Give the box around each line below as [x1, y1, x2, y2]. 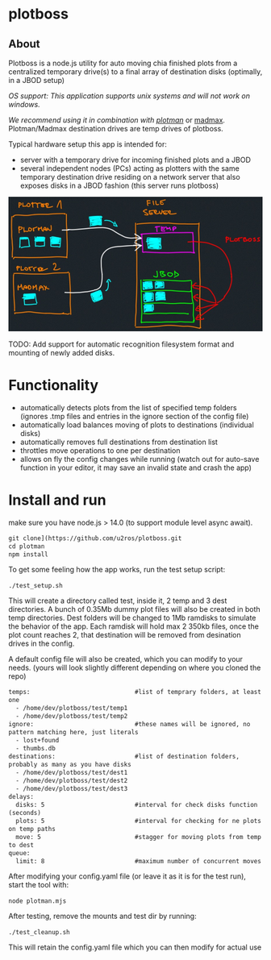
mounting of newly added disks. [8, 348, 115, 358]
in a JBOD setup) [8, 76, 65, 85]
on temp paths [8, 825, 56, 833]
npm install [8, 550, 48, 559]
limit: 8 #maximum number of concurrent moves [15, 857, 262, 865]
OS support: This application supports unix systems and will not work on [8, 91, 251, 101]
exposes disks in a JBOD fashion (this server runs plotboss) [19, 181, 219, 190]
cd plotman [8, 542, 45, 551]
